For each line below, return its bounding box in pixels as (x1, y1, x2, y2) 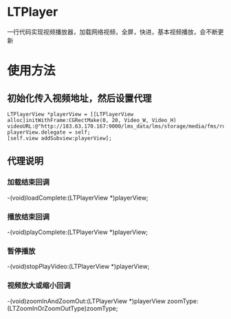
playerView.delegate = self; (7, 128, 91, 136)
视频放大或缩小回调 (7, 281, 71, 290)
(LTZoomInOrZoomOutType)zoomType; (7, 304, 118, 312)
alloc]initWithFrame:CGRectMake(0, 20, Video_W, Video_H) (7, 117, 177, 123)
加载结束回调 (7, 178, 50, 187)
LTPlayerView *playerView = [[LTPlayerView (7, 110, 134, 117)
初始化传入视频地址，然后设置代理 (7, 92, 152, 104)
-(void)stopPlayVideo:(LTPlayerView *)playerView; (7, 262, 150, 271)
